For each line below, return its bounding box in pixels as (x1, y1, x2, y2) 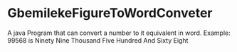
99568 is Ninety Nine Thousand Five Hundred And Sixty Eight (7, 36, 189, 44)
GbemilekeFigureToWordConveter (7, 5, 213, 21)
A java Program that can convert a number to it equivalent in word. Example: (7, 28, 231, 37)
